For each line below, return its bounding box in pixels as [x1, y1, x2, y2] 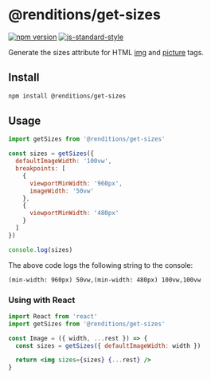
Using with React [8, 294, 76, 305]
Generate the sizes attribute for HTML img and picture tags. [8, 47, 205, 57]
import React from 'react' [8, 312, 98, 321]
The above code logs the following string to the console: [8, 260, 193, 269]
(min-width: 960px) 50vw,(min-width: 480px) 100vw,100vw [8, 276, 201, 284]
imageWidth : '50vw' [29, 186, 94, 195]
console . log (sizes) [8, 245, 73, 253]
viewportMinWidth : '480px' [29, 209, 119, 217]
